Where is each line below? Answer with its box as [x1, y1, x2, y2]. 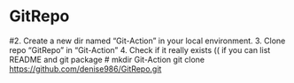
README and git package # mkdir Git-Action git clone [9, 54, 205, 64]
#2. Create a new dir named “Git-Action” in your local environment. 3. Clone [9, 35, 286, 46]
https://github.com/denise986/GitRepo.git [9, 64, 162, 74]
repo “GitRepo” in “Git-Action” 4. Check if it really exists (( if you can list [9, 44, 271, 55]
